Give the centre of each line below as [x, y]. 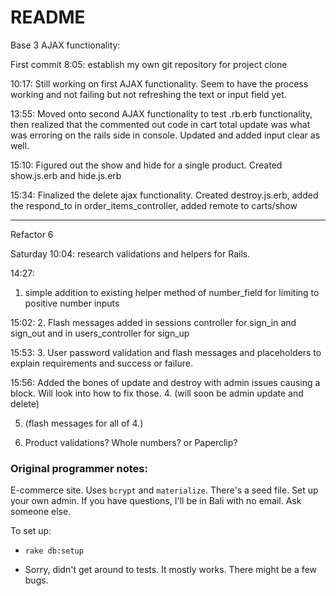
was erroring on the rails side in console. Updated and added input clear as [165, 135]
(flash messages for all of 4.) [84, 423]
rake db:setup [54, 551]
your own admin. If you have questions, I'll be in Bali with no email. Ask [156, 501]
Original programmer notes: [79, 468]
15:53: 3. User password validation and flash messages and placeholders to [166, 352]
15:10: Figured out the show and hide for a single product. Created [146, 165]
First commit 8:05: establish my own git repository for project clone [149, 64]
